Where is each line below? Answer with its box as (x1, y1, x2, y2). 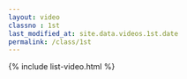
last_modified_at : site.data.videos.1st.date (8, 29, 178, 38)
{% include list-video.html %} (8, 61, 116, 72)
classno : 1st (8, 21, 61, 30)
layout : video (8, 12, 61, 22)
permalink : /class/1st (8, 37, 92, 47)
